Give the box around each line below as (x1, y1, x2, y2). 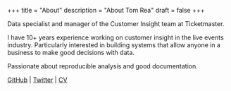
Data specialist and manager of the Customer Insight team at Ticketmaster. (7, 20, 225, 28)
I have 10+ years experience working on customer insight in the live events (7, 33, 224, 42)
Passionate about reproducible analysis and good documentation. (7, 62, 199, 70)
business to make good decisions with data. (7, 49, 135, 56)
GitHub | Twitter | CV (7, 75, 68, 84)
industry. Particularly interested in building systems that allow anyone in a (7, 41, 220, 49)
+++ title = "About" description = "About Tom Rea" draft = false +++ (7, 6, 206, 14)
